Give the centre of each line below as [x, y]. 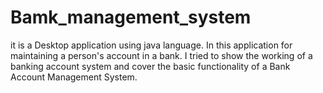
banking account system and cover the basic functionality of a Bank [150, 66]
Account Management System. [74, 77]
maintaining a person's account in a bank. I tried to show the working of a [161, 55]
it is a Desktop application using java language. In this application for [151, 45]
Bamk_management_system [131, 17]
